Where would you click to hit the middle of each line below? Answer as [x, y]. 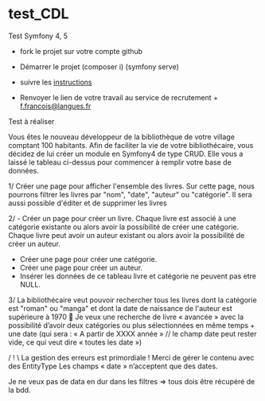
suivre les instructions [56, 82]
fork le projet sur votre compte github [81, 51]
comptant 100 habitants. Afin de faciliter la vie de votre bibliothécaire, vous [131, 145]
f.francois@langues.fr [55, 106]
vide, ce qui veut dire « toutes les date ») [75, 342]
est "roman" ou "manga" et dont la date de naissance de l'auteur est [120, 308]
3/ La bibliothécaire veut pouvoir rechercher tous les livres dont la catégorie [132, 300]
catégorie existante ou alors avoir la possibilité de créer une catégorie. [124, 227]
